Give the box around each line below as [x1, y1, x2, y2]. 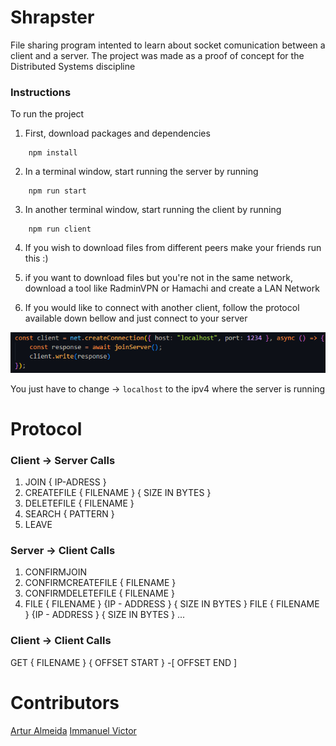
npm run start [28, 186, 87, 196]
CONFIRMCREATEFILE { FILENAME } [24, 577, 177, 589]
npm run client [28, 224, 92, 235]
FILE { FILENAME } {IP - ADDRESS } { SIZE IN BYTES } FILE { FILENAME [24, 598, 320, 610]
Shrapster [10, 6, 95, 29]
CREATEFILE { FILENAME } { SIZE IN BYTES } [24, 487, 212, 499]
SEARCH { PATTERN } [24, 508, 115, 520]
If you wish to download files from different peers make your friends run [24, 242, 322, 254]
